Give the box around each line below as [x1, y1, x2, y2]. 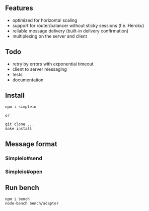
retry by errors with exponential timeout [12, 61, 94, 67]
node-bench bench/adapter [5, 201, 59, 206]
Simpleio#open [5, 168, 43, 175]
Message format [5, 140, 58, 148]
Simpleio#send [5, 155, 43, 162]
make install [5, 126, 32, 131]
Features [5, 4, 33, 12]
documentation [12, 77, 44, 83]
